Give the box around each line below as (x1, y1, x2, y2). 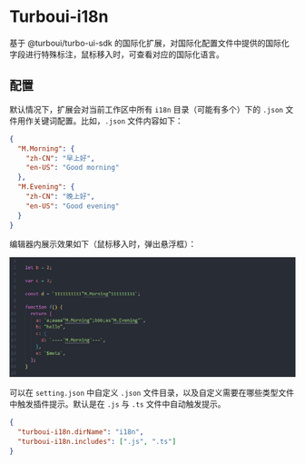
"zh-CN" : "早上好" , (25, 153, 95, 163)
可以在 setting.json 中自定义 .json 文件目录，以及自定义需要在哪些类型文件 (9, 388, 295, 399)
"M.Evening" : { (17, 183, 75, 192)
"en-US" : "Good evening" (25, 202, 120, 211)
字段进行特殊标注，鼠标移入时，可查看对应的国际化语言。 (9, 48, 224, 60)
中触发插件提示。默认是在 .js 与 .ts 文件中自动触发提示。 (9, 399, 226, 410)
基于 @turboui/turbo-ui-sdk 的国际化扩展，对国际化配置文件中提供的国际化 (9, 37, 290, 48)
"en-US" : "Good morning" (25, 163, 120, 173)
